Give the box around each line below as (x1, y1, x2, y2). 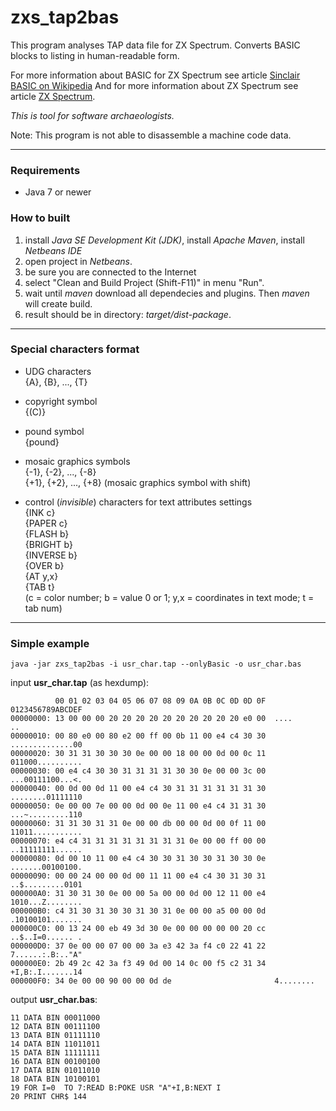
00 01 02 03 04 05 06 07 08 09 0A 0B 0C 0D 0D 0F (54, 696, 267, 706)
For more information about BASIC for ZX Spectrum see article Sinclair (10, 69, 301, 81)
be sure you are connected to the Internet (24, 266, 197, 278)
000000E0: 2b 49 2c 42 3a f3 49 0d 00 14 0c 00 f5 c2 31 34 (10, 959, 267, 969)
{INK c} (24, 506, 56, 518)
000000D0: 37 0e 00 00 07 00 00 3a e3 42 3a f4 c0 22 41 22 (10, 941, 267, 951)
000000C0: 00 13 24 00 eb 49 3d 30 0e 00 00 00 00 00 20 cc (10, 924, 267, 934)
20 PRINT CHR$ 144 (10, 1092, 87, 1102)
